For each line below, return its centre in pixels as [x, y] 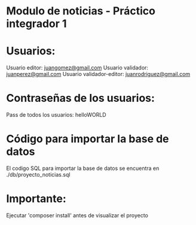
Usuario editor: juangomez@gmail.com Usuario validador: [77, 68]
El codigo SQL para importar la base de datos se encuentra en [83, 168]
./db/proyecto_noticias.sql [38, 174]
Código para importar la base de [88, 139]
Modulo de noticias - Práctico [81, 11]
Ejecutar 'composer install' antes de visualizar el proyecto [77, 215]
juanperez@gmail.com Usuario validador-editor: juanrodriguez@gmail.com [98, 74]
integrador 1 [36, 24]
